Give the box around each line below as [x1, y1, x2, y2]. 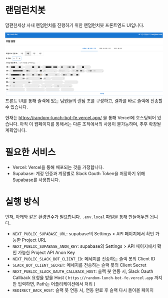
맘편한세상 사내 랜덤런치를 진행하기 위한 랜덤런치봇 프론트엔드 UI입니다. [5, 22, 145, 28]
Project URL [21, 237, 46, 243]
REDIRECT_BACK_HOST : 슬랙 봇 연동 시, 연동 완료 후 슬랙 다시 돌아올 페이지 [12, 287, 154, 293]
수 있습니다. [5, 104, 28, 110]
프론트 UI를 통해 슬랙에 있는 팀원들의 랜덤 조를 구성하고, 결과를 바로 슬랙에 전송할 [5, 98, 163, 104]
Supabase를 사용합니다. [12, 177, 60, 183]
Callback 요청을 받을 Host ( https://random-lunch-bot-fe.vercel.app [12, 274, 153, 281]
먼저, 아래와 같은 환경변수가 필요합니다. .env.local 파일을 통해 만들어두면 [5, 214, 149, 220]
